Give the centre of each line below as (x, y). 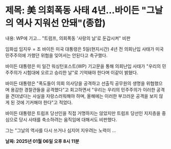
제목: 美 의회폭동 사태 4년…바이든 (72, 10)
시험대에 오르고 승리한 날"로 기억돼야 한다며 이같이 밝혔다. (80, 72)
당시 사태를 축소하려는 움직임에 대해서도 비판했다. (68, 120)
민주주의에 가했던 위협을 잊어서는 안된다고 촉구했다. (56, 55)
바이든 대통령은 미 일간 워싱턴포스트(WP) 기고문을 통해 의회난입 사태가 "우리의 (83, 66)
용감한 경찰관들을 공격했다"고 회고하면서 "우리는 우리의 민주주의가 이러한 (83, 90)
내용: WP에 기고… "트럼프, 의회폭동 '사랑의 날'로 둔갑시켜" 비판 (68, 38)
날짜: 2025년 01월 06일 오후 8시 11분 (42, 141)
